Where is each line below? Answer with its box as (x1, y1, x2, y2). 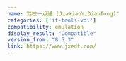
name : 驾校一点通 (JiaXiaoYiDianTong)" (7, 10, 120, 18)
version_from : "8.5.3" (7, 36, 74, 43)
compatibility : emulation (7, 23, 84, 30)
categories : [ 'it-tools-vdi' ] (7, 17, 97, 24)
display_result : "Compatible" (7, 29, 97, 37)
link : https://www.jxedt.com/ (7, 43, 97, 50)
